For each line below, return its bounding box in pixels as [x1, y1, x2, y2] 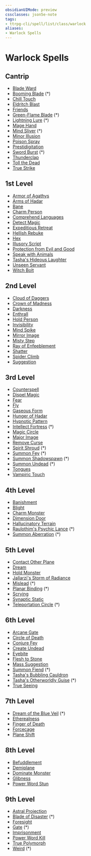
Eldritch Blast [12, 101, 40, 107]
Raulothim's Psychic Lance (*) [12, 526, 75, 532]
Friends [12, 107, 28, 113]
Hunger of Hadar [12, 413, 47, 419]
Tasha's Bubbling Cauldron [12, 671, 68, 678]
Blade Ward [12, 86, 36, 91]
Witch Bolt [12, 267, 34, 273]
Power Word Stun [12, 780, 49, 786]
